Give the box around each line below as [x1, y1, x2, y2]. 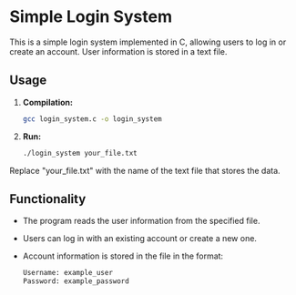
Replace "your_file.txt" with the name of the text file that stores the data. [9, 165, 281, 176]
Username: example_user [22, 269, 114, 278]
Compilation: [22, 97, 73, 107]
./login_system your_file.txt [22, 148, 138, 158]
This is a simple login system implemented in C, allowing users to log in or [9, 36, 287, 47]
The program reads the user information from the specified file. [22, 216, 260, 227]
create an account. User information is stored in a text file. [9, 46, 228, 56]
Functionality [9, 191, 87, 207]
